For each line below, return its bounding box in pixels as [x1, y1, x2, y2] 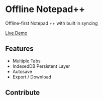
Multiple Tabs [12, 58, 41, 64]
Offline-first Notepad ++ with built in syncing [5, 20, 98, 26]
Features [5, 44, 34, 53]
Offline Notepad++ [5, 4, 85, 15]
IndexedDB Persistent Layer [12, 63, 70, 69]
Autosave [12, 68, 33, 74]
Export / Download [12, 74, 52, 80]
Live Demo [5, 30, 28, 36]
